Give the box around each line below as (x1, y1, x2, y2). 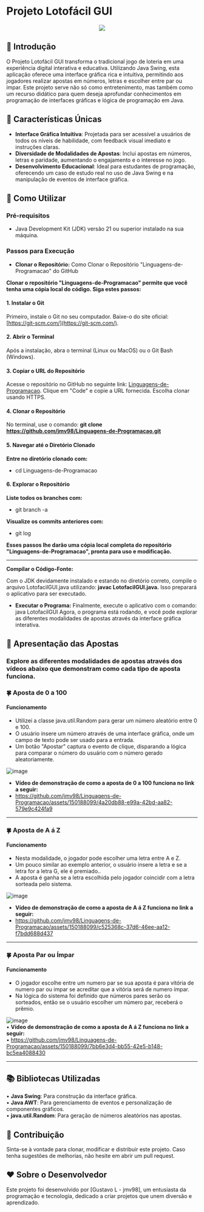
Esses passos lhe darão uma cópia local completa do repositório (6, 541, 172, 549)
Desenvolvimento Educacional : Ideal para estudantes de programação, (15, 162, 195, 170)
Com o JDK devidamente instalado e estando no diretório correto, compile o (6, 577, 197, 584)
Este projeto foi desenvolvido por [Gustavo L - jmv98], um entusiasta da (6, 1186, 186, 1193)
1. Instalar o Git (6, 299, 44, 306)
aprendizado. (6, 1199, 39, 1206)
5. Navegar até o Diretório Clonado (6, 441, 95, 448)
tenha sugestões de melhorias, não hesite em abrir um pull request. (6, 1152, 175, 1160)
